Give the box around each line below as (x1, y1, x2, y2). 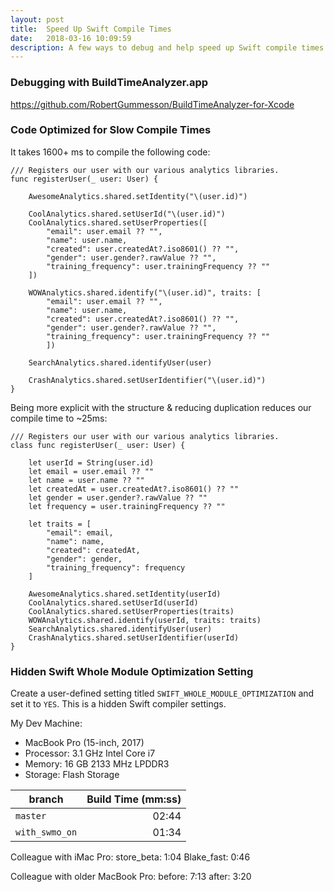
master (15, 811, 47, 822)
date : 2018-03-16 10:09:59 (10, 33, 132, 43)
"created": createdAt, (46, 545, 141, 555)
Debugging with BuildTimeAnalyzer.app (10, 76, 209, 90)
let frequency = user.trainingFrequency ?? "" (28, 501, 226, 511)
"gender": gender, (46, 554, 123, 564)
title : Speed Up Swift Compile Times (10, 24, 172, 34)
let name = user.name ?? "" (28, 475, 145, 485)
